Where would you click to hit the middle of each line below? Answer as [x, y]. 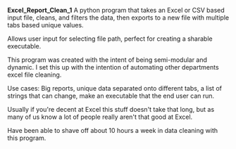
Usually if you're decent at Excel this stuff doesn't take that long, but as [111, 109]
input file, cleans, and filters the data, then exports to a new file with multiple [118, 18]
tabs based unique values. [45, 25]
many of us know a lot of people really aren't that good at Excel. [100, 117]
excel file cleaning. [35, 74]
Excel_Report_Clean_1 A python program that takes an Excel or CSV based [116, 10]
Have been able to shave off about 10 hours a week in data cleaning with [113, 130]
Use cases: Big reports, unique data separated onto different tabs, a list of [114, 88]
